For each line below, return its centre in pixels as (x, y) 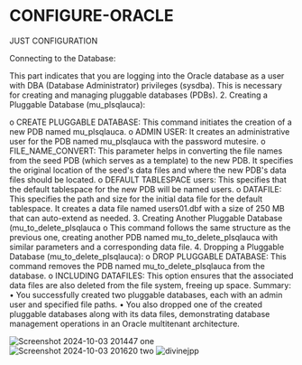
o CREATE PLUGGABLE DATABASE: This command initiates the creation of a (151, 122)
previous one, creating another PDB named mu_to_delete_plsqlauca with (144, 237)
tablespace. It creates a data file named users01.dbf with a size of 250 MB (147, 208)
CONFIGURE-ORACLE (92, 16)
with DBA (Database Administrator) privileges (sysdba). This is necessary (146, 85)
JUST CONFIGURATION (54, 41)
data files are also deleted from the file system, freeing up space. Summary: (150, 285)
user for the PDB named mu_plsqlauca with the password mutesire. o (137, 141)
